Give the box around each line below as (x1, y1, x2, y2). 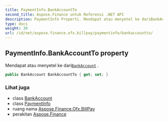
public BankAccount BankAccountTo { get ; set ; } (5, 72, 108, 77)
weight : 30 (5, 26, 28, 31)
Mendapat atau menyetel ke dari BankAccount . (5, 62, 99, 68)
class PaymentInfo (12, 100, 51, 106)
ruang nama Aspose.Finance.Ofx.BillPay (12, 105, 95, 111)
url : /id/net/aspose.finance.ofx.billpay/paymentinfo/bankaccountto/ (5, 30, 153, 35)
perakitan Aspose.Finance (12, 111, 66, 117)
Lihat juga (5, 83, 30, 90)
